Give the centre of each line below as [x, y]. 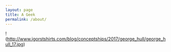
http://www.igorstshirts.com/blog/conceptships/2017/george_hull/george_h [86, 39]
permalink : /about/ [26, 19]
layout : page [19, 10]
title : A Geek [20, 15]
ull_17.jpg [15, 44]
